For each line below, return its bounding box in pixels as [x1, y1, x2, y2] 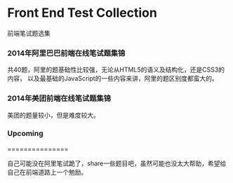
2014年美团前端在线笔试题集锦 [7, 93, 111, 103]
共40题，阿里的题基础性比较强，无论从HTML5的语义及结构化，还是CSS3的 [7, 65, 225, 74]
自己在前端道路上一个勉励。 [7, 168, 88, 176]
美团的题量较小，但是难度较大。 [7, 111, 100, 119]
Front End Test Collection [7, 5, 158, 21]
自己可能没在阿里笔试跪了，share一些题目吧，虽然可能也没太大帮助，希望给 [7, 159, 227, 168]
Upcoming [7, 128, 44, 138]
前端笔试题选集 [7, 29, 51, 37]
